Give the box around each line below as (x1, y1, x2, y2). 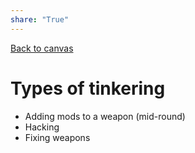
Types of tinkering (10, 77, 166, 100)
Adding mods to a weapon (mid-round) (24, 110, 186, 122)
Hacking (24, 121, 60, 133)
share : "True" (10, 14, 70, 25)
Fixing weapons (24, 131, 91, 143)
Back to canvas (10, 42, 74, 54)
